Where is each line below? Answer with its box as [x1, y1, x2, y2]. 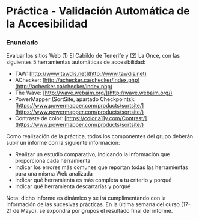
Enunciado [6, 38, 38, 47]
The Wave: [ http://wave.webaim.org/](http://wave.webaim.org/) [14, 89, 173, 97]
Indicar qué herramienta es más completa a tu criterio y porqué [14, 176, 172, 184]
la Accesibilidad [6, 17, 88, 31]
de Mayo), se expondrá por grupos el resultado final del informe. [13, 207, 173, 215]
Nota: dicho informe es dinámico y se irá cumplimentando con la [6, 194, 167, 202]
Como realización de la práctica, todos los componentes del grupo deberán [6, 133, 194, 140]
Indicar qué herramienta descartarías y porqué [14, 183, 131, 190]
